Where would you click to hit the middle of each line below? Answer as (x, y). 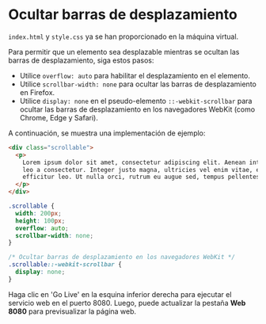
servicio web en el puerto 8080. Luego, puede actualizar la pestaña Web (127, 303)
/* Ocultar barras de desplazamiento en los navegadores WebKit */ (122, 257)
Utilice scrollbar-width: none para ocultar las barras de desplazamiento (138, 84)
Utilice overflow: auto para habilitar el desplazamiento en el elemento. (135, 75)
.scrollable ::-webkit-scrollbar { (65, 265)
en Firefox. (37, 92)
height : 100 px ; (40, 221)
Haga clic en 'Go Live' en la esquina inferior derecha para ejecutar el (120, 294)
